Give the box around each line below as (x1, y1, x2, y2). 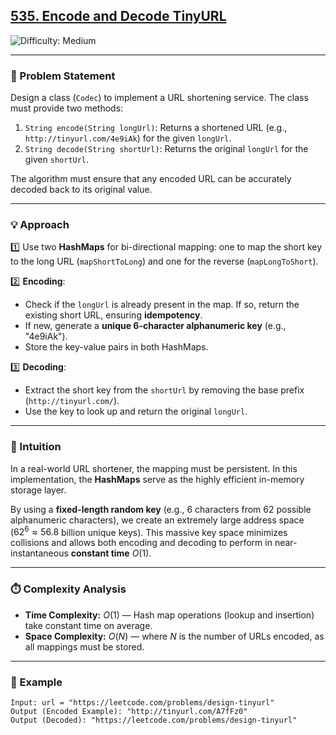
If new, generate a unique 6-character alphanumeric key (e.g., (24, 320, 287, 332)
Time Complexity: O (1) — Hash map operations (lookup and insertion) (24, 609, 315, 621)
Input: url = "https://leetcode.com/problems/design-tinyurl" (10, 697, 275, 708)
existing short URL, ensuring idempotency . (24, 309, 203, 321)
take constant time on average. (24, 619, 153, 631)
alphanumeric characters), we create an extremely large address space (10, 514, 305, 526)
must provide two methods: (10, 102, 124, 114)
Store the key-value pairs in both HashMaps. (24, 341, 209, 353)
